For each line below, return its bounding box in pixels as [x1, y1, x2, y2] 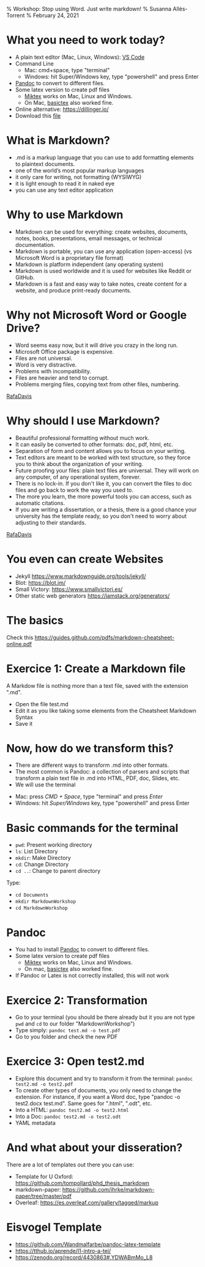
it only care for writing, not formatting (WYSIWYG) [15, 173, 142, 180]
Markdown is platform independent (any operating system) [15, 261, 164, 268]
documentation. [15, 241, 55, 248]
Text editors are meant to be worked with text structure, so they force [15, 454, 191, 461]
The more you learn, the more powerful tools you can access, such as [15, 493, 192, 500]
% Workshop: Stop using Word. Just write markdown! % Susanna [6, 6, 172, 12]
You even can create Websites [6, 552, 164, 566]
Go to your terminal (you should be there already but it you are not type [15, 1014, 195, 1021]
